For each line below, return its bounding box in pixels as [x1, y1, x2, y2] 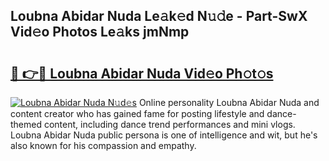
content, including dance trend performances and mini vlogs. [43, 119, 296, 130]
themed [10, 119, 43, 130]
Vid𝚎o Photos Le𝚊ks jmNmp [10, 24, 190, 41]
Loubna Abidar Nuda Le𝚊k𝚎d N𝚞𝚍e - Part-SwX [10, 8, 308, 25]
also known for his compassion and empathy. [10, 140, 197, 151]
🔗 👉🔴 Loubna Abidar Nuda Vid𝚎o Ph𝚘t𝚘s [10, 65, 274, 82]
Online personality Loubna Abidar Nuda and [138, 97, 320, 108]
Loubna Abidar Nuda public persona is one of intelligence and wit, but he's [10, 129, 318, 141]
